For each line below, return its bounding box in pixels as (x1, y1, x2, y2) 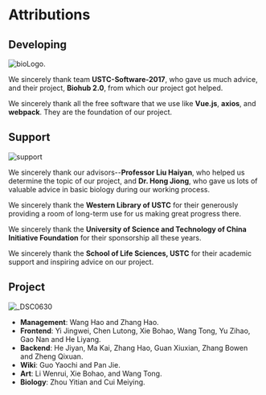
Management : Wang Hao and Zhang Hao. (19, 317, 159, 327)
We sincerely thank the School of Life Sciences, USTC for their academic (8, 248, 252, 258)
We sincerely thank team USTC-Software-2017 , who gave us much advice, (8, 75, 259, 84)
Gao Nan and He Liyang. (19, 334, 102, 344)
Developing (8, 38, 67, 51)
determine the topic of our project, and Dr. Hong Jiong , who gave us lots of (8, 175, 258, 186)
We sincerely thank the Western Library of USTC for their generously (8, 200, 239, 210)
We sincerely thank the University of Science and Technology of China (8, 224, 247, 234)
